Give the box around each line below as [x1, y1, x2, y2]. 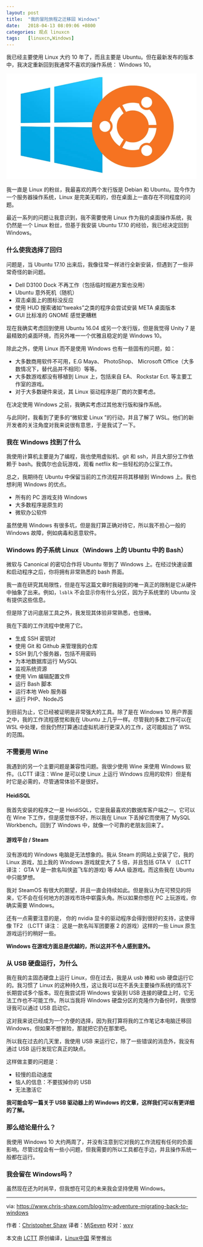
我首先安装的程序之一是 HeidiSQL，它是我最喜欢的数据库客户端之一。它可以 [6, 806, 195, 813]
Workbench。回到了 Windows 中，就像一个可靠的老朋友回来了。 [6, 821, 167, 829]
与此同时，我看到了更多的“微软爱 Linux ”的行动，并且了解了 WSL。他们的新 [6, 414, 195, 421]
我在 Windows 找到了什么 [6, 438, 82, 446]
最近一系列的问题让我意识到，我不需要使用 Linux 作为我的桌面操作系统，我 [6, 214, 192, 221]
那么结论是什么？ [6, 1123, 56, 1132]
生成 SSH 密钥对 [14, 635, 56, 642]
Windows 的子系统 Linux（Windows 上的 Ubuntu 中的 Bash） [6, 546, 187, 554]
